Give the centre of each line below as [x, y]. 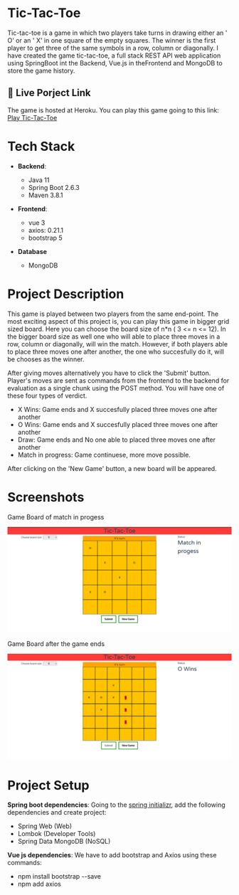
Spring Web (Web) [45, 826]
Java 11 [39, 180]
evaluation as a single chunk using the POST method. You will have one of [116, 388]
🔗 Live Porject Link [49, 93]
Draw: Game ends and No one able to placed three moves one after [116, 440]
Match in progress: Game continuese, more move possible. [104, 455]
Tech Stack [41, 146]
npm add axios [39, 884]
